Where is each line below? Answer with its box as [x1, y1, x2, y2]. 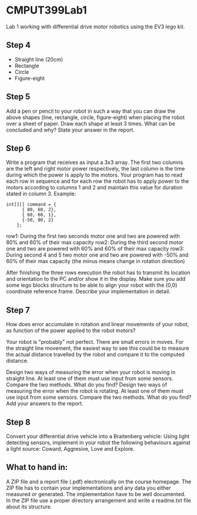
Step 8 [6, 417, 31, 427]
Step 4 [6, 40, 31, 50]
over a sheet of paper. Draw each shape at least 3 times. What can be [6, 120, 175, 127]
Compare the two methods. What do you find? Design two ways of [6, 381, 168, 388]
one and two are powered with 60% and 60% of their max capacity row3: [6, 245, 184, 252]
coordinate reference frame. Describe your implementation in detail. [6, 288, 171, 295]
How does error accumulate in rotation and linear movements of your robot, [6, 321, 189, 328]
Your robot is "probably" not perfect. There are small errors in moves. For [6, 339, 184, 346]
